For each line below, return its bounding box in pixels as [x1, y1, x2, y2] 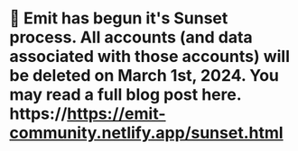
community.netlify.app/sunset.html [9, 123, 284, 143]
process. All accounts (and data [9, 27, 253, 48]
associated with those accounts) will [9, 47, 291, 67]
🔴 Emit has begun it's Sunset [9, 8, 228, 29]
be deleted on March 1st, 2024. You [9, 66, 280, 86]
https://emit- [67, 103, 166, 124]
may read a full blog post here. [9, 84, 242, 105]
